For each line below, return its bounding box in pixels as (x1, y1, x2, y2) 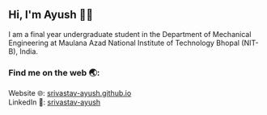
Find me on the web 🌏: (8, 67, 100, 78)
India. (19, 46, 39, 56)
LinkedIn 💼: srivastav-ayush (8, 97, 101, 107)
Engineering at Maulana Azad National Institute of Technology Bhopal (8, 38, 240, 47)
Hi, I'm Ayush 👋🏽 (8, 8, 94, 22)
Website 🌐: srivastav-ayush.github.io (8, 88, 132, 98)
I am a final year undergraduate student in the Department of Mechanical (8, 29, 252, 39)
